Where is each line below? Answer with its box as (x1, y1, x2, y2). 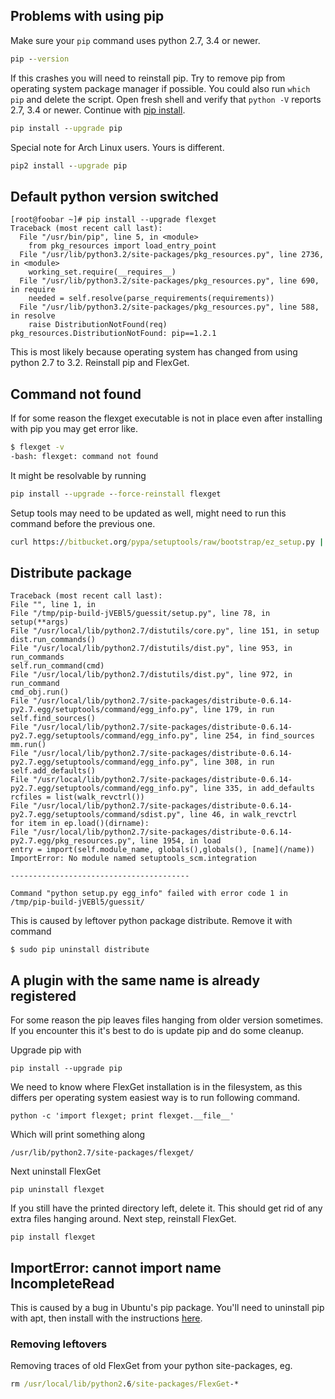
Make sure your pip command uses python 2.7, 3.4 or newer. (10, 34, 261, 46)
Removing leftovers (10, 1337, 108, 1351)
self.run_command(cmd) (10, 661, 105, 671)
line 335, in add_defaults (202, 784, 315, 794)
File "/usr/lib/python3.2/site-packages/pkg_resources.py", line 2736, (19, 250, 325, 260)
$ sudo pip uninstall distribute (10, 945, 150, 955)
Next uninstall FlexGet (10, 1165, 101, 1178)
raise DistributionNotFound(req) (28, 320, 168, 330)
